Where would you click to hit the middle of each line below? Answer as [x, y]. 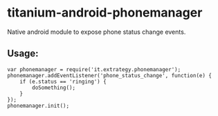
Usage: [23, 54]
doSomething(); [54, 88]
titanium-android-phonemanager [105, 13]
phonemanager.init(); [38, 106]
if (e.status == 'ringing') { [63, 81]
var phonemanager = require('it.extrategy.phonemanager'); [94, 69]
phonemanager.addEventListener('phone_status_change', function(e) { [110, 75]
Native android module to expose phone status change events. [97, 32]
